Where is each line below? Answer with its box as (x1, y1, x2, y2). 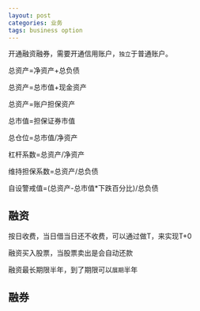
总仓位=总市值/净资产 (8, 133, 78, 142)
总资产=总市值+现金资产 (8, 82, 87, 92)
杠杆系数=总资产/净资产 (8, 150, 85, 159)
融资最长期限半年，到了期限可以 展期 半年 (8, 265, 138, 275)
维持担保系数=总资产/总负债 (8, 167, 99, 176)
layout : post (8, 11, 51, 20)
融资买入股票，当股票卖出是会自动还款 (8, 248, 133, 258)
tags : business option (8, 26, 83, 34)
